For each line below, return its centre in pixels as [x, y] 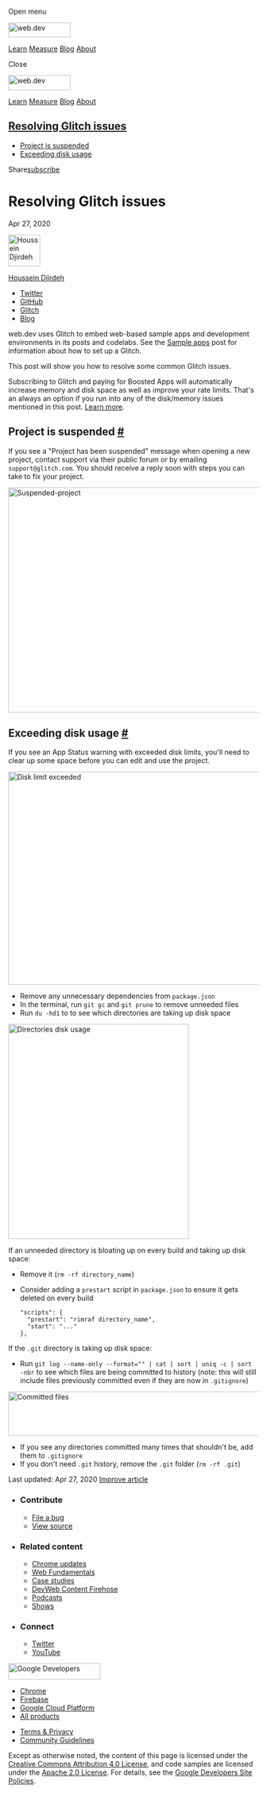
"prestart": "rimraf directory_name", [91, 1320]
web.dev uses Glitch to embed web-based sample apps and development [129, 334]
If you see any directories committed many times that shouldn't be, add [136, 1447]
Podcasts [47, 1597]
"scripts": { [41, 1313]
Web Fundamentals [63, 1572]
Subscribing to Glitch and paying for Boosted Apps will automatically [120, 381]
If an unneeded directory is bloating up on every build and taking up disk [127, 1250]
